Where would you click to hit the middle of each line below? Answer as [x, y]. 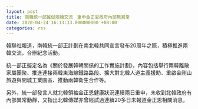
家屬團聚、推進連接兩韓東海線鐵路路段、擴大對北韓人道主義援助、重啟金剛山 [99, 73]
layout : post [22, 11]
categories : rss [26, 28]
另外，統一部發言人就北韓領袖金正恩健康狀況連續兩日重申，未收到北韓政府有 [99, 93]
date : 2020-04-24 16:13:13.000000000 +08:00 [62, 22]
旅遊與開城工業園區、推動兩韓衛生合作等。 [58, 80]
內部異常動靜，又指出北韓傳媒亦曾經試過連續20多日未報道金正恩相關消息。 [97, 100]
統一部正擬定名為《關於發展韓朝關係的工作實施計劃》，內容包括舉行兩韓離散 [98, 65]
